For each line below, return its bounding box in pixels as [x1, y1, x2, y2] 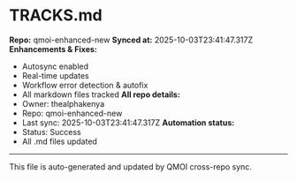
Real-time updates [21, 70, 90, 80]
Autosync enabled [21, 61, 89, 72]
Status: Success [21, 126, 81, 137]
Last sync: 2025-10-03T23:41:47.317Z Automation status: [21, 117, 235, 128]
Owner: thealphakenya [21, 98, 105, 109]
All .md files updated [21, 136, 97, 147]
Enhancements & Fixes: [9, 43, 97, 54]
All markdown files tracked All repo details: [21, 89, 181, 100]
